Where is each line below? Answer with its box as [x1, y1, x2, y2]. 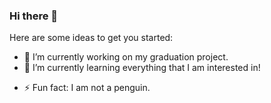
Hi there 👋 [9, 9, 59, 23]
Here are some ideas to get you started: [9, 32, 174, 44]
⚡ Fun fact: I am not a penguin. [23, 82, 151, 94]
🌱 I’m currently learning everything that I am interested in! [23, 62, 261, 74]
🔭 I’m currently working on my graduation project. [23, 51, 229, 63]
